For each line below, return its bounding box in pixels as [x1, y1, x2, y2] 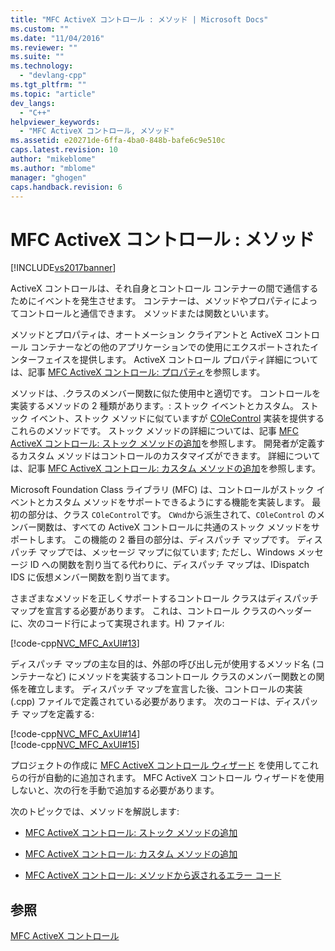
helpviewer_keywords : [10, 117, 101, 127]
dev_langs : [10, 98, 56, 108]
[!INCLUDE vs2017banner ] [10, 262, 117, 274]
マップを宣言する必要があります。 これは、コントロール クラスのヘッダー [10, 605, 313, 617]
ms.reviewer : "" [10, 42, 78, 53]
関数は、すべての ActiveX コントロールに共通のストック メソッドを [36, 521, 312, 533]
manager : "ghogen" [10, 172, 87, 183]
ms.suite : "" [10, 52, 65, 62]
